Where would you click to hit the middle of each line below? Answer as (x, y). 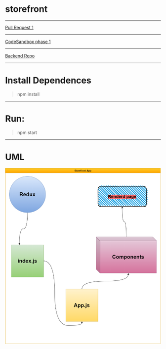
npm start (27, 132)
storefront (26, 9)
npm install (28, 94)
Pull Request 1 (19, 27)
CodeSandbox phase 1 (28, 42)
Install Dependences (48, 81)
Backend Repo (20, 56)
